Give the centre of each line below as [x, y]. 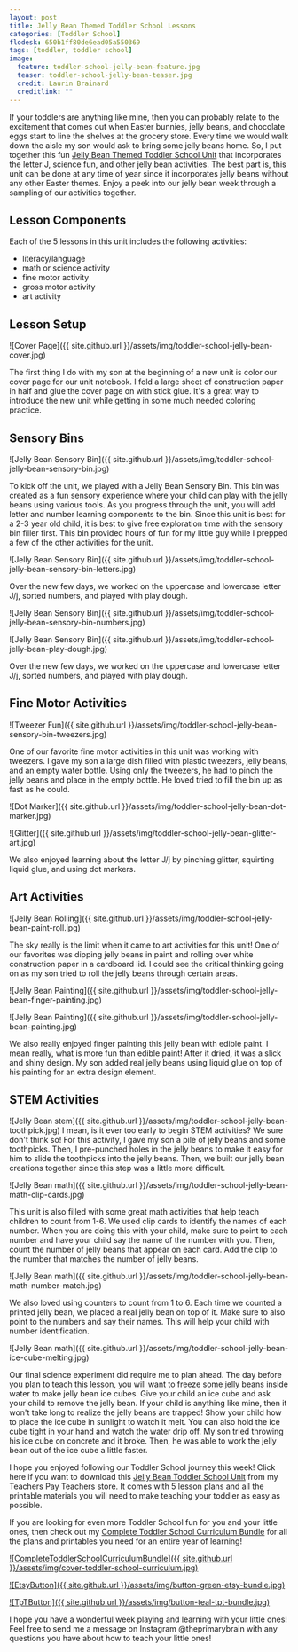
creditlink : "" [45, 91]
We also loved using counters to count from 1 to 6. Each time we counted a [145, 1303]
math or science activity [66, 268]
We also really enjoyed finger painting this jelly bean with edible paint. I [139, 1043]
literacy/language [54, 259]
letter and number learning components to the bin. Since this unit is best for [147, 514]
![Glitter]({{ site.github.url [55, 833]
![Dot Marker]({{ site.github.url [65, 806]
